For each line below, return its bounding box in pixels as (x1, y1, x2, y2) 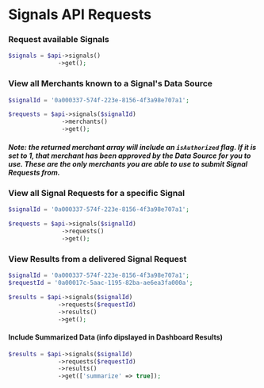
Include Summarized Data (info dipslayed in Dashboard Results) (8, 332, 224, 342)
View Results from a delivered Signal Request (8, 253, 187, 264)
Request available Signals (8, 34, 109, 45)
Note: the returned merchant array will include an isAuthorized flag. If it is (8, 142, 257, 152)
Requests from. (8, 167, 61, 177)
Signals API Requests (8, 6, 152, 24)
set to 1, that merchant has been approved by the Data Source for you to (8, 151, 251, 160)
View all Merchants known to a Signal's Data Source (8, 78, 212, 89)
